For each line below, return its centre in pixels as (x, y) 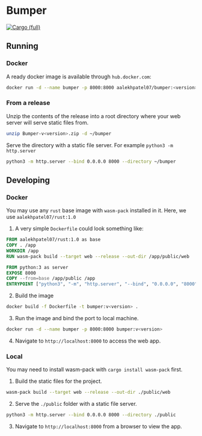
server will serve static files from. (47, 122)
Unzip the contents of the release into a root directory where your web (93, 116)
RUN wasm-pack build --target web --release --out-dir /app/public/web (98, 256)
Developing (28, 180)
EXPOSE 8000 (21, 273)
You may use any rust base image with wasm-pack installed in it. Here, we (96, 210)
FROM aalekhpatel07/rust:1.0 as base (54, 240)
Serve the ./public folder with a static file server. (76, 404)
